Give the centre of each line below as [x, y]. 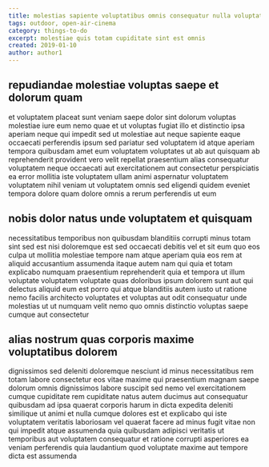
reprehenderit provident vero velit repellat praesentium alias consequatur [129, 159]
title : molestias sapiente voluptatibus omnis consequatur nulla [119, 16]
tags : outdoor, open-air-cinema [62, 23]
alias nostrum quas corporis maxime [101, 339]
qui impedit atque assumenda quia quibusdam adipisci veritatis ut [116, 431]
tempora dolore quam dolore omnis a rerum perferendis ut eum [112, 194]
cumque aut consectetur [49, 314]
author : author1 [35, 53]
